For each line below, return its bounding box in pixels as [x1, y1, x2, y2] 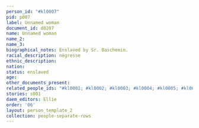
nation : [6, 63, 25, 70]
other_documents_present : [6, 80, 70, 86]
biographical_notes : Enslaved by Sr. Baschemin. [6, 47, 129, 53]
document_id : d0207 [6, 25, 54, 31]
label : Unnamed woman [6, 19, 60, 25]
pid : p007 [6, 14, 31, 20]
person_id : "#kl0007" [6, 8, 60, 15]
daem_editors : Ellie [6, 96, 57, 102]
